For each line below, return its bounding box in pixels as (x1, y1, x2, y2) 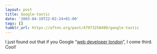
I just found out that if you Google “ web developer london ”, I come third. (5, 39, 153, 45)
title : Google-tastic (5, 12, 50, 17)
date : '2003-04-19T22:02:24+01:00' (5, 16, 79, 21)
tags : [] (5, 21, 23, 26)
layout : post (5, 7, 32, 12)
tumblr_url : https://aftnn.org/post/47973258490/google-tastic (5, 26, 140, 30)
